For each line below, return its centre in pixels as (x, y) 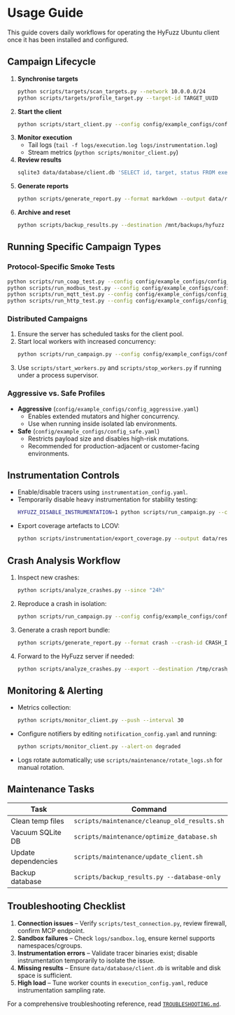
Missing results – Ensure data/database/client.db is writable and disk (119, 967)
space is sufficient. (44, 975)
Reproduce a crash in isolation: (62, 603)
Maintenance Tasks (51, 789)
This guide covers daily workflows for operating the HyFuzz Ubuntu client (114, 32)
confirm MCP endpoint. (51, 930)
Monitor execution (44, 137)
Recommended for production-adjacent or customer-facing (113, 446)
